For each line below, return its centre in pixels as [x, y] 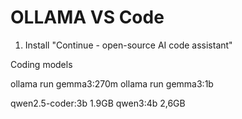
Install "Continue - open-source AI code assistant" [128, 45]
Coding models [41, 64]
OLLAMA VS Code [87, 17]
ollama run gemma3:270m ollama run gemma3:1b [112, 83]
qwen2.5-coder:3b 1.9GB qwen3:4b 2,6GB [98, 103]
